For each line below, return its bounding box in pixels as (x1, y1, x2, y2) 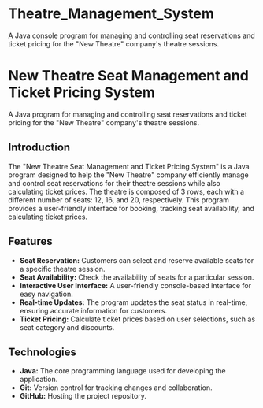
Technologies (8, 345, 77, 358)
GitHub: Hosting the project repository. (19, 391, 147, 401)
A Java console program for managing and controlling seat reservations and (8, 31, 256, 40)
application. (19, 375, 58, 384)
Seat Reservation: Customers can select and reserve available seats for (19, 255, 254, 265)
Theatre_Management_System (8, 5, 214, 23)
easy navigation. (19, 289, 73, 299)
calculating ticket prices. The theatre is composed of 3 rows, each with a (8, 187, 245, 196)
